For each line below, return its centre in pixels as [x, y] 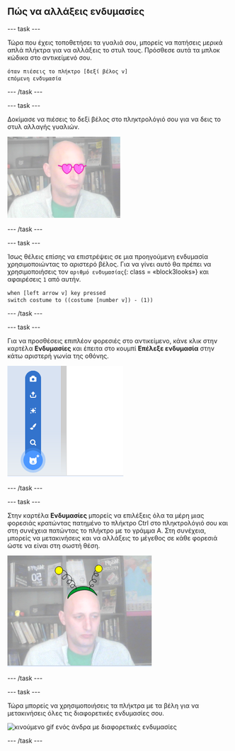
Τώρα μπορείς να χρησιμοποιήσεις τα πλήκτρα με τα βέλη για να [103, 706]
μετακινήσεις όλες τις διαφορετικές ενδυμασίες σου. [86, 713]
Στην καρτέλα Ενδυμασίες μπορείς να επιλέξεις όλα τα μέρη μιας [106, 515]
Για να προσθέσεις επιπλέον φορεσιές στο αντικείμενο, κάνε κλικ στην [113, 340]
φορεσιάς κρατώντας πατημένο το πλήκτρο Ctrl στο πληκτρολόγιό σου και [118, 523]
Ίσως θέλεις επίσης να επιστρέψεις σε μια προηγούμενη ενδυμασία [108, 256]
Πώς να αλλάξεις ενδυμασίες [76, 12]
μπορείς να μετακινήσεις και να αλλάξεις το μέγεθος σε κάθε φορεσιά [113, 538]
